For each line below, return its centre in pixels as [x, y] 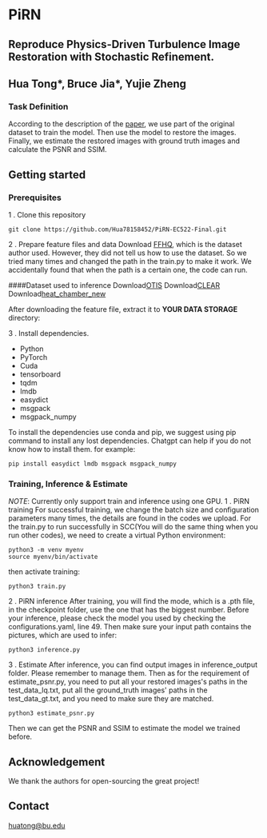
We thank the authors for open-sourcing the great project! [104, 781]
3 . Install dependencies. [49, 333]
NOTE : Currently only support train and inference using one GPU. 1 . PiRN [129, 501]
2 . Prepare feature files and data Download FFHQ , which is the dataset [125, 244]
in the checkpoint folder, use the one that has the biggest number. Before [129, 610]
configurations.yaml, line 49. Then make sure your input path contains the [130, 627]
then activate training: [44, 572]
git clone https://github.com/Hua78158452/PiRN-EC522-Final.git [118, 229]
